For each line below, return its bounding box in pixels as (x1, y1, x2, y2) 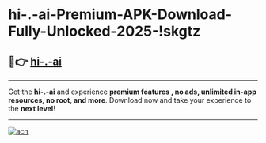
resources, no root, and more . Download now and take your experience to (8, 96, 252, 104)
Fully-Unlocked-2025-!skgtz (8, 22, 201, 40)
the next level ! (8, 104, 55, 113)
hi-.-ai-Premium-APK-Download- (8, 6, 232, 24)
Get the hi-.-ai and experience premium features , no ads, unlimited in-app (8, 87, 257, 96)
